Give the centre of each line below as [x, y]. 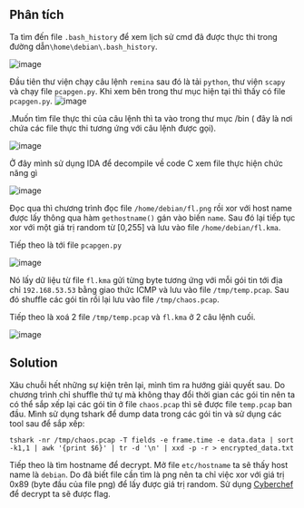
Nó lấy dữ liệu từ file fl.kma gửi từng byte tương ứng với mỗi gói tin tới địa [146, 279]
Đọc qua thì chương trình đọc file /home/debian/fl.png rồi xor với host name [151, 208]
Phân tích [37, 15]
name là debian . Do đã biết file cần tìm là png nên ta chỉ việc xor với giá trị [147, 474]
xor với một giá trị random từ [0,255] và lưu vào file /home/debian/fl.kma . [145, 227]
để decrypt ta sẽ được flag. [60, 493]
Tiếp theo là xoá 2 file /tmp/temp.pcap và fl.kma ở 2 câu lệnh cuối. [132, 317]
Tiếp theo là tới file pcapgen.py [66, 245]
